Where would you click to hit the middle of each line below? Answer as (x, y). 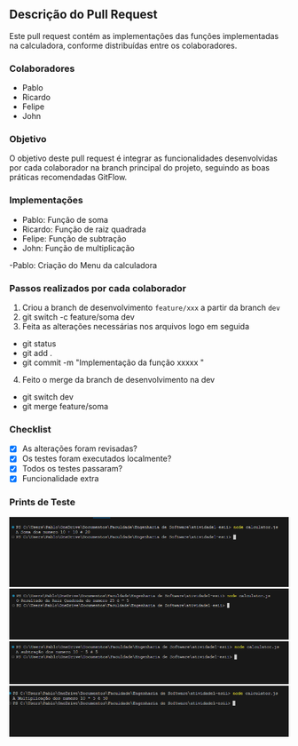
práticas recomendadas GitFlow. (68, 178)
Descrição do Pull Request (83, 15)
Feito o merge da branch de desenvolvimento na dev (118, 380)
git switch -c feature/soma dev (78, 317)
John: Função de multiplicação (78, 248)
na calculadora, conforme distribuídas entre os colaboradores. (123, 45)
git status (39, 344)
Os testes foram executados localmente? (97, 459)
